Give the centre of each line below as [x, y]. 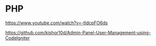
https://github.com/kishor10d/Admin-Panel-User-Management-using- [78, 32]
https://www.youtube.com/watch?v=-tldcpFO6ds [56, 23]
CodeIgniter [18, 38]
